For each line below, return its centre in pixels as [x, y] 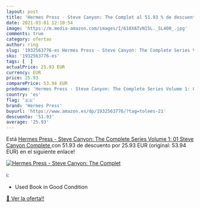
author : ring [22, 45]
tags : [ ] [20, 61]
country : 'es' [24, 94]
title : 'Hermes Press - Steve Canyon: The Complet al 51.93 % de [89, 17]
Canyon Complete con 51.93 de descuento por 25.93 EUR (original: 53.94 [96, 146]
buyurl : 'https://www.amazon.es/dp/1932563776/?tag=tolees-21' [86, 111]
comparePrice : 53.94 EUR [37, 84]
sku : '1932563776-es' [33, 56]
